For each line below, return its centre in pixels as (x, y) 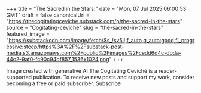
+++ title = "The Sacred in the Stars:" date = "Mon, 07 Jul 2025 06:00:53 (96, 9)
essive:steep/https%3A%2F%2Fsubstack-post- (65, 46)
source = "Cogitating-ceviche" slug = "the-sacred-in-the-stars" (85, 27)
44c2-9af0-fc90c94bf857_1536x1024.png (58, 59)
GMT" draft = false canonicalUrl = (48, 15)
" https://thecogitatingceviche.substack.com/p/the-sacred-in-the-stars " (95, 21)
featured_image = (28, 34)
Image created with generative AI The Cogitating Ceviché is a (82, 71)
